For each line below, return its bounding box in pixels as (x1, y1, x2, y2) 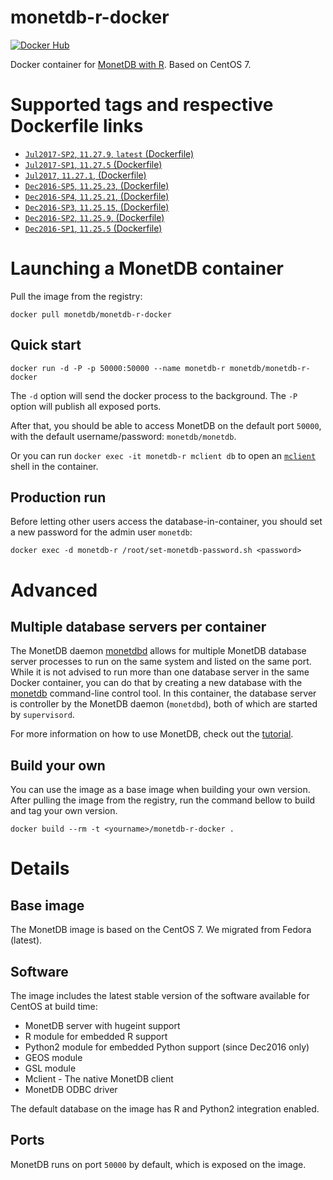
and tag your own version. (10, 805, 118, 817)
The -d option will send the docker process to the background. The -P (10, 389, 298, 401)
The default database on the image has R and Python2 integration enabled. (10, 1103, 320, 1115)
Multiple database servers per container (10, 619, 267, 636)
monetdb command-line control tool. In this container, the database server (10, 687, 317, 700)
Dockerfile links (10, 115, 144, 138)
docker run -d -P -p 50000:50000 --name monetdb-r (10, 363, 226, 373)
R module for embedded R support (24, 1031, 168, 1043)
